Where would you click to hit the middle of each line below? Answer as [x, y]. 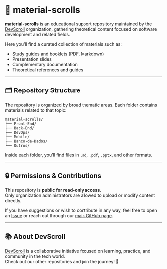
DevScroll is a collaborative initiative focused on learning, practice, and [78, 251]
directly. [13, 200]
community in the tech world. [35, 256]
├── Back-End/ [20, 128]
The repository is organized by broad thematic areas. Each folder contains [81, 105]
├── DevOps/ [17, 132]
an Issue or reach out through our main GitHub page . [59, 215]
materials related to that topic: [36, 110]
